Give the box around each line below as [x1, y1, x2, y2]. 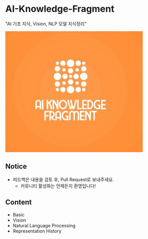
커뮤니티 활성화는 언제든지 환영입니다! [20, 183, 96, 189]
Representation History [12, 228, 61, 234]
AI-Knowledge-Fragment [5, 3, 115, 15]
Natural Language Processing [12, 222, 76, 228]
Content [5, 198, 32, 207]
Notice [5, 162, 27, 171]
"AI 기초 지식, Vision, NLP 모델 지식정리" [5, 20, 87, 27]
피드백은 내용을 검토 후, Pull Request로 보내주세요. [12, 176, 114, 182]
